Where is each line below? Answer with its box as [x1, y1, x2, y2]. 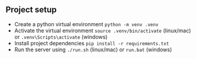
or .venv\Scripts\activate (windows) [14, 33, 108, 41]
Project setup [5, 5, 57, 15]
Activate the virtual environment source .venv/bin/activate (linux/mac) [14, 27, 191, 34]
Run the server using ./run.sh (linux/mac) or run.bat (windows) [14, 46, 172, 53]
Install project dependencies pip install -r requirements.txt [14, 39, 169, 46]
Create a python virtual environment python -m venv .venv [14, 20, 159, 27]
